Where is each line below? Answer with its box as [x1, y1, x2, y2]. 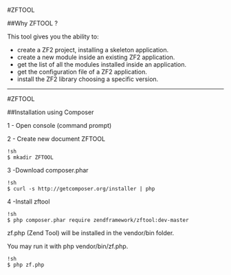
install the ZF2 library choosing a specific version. [16, 75, 159, 83]
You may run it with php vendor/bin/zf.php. [7, 242, 129, 250]
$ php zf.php [7, 261, 45, 268]
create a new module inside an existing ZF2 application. [16, 53, 175, 61]
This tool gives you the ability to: [7, 32, 99, 41]
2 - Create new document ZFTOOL [7, 135, 105, 143]
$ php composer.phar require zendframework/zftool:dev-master [7, 217, 189, 223]
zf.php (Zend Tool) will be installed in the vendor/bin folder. [7, 229, 175, 236]
